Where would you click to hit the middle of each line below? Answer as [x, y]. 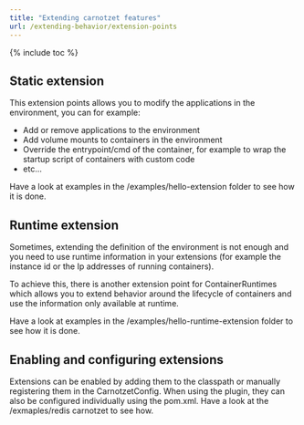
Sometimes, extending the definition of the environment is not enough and [149, 247]
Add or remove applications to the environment [111, 130]
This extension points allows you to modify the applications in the [132, 103]
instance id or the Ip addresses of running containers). [112, 266]
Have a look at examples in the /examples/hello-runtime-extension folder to [152, 321]
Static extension [57, 81]
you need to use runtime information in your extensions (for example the [145, 257]
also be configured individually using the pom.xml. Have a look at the [139, 400]
